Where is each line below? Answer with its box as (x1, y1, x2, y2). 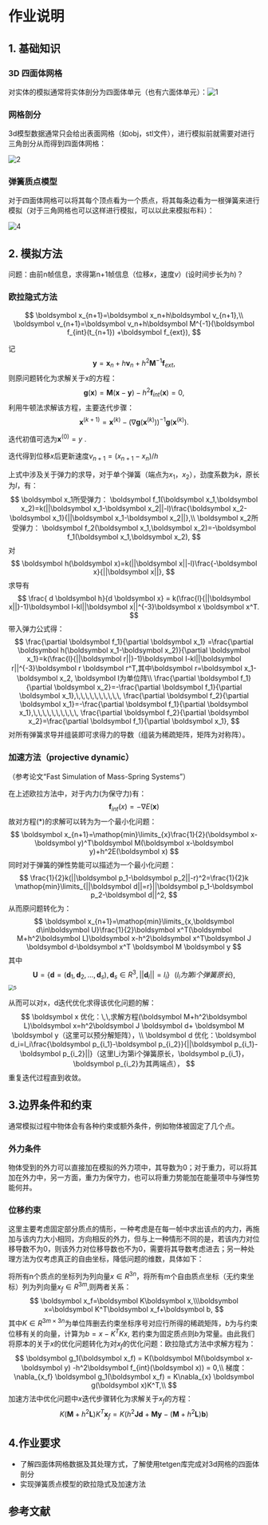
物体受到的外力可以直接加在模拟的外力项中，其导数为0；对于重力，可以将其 (8, 1163, 258, 1173)
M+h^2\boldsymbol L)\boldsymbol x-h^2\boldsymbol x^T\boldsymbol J (17, 934, 251, 943)
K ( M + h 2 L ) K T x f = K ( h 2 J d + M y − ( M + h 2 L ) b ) (59, 1408, 209, 1420)
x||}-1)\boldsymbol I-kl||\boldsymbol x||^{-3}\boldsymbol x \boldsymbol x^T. (8, 602, 260, 612)
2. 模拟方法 (8, 247, 63, 260)
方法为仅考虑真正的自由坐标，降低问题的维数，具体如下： (14, 1254, 204, 1264)
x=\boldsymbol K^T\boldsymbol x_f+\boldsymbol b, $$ (44, 1305, 224, 1314)
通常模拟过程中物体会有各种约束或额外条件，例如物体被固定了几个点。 (8, 1121, 239, 1130)
